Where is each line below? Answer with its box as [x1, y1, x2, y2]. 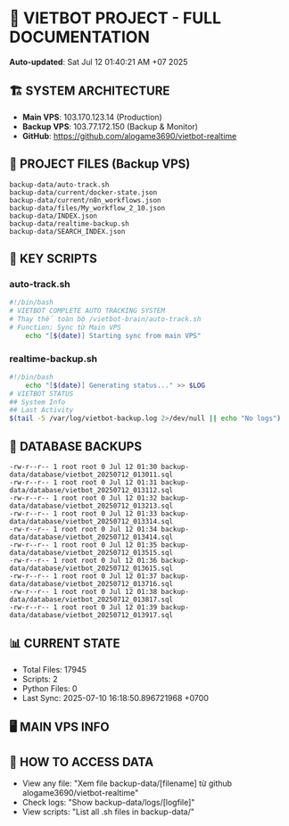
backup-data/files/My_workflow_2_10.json [9, 203, 166, 212]
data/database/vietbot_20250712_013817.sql [9, 595, 174, 604]
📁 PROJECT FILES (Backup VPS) [9, 156, 191, 172]
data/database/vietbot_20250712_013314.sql [9, 516, 174, 525]
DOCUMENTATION [9, 27, 150, 47]
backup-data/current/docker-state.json [9, 187, 158, 197]
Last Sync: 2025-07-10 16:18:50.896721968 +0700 [21, 692, 210, 703]
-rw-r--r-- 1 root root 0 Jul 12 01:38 [9, 587, 158, 596]
